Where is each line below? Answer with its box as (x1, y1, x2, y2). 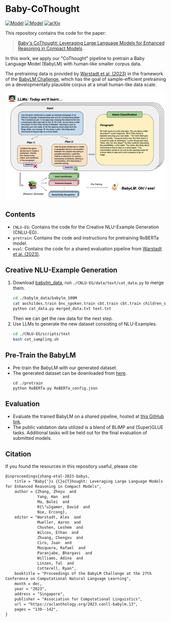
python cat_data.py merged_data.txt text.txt (12, 306, 111, 311)
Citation (5, 450, 32, 459)
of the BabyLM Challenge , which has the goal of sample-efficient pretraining (5, 76, 166, 82)
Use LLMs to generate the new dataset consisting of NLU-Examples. (12, 321, 157, 327)
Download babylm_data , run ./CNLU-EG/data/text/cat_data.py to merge (12, 280, 164, 286)
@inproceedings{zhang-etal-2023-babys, (5, 474, 90, 479)
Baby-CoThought (5, 3, 80, 15)
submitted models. (12, 435, 52, 441)
